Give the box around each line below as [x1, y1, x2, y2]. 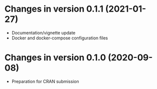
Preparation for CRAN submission [11, 78, 79, 84]
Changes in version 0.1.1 [4, 3, 104, 15]
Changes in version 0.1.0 [4, 52, 106, 63]
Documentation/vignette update [11, 30, 76, 36]
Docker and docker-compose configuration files [11, 35, 108, 41]
